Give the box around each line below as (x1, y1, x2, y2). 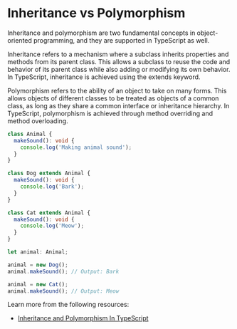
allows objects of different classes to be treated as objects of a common (7, 94, 219, 103)
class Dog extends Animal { (7, 169, 91, 177)
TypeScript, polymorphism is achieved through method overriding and (7, 109, 214, 117)
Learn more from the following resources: (7, 301, 130, 309)
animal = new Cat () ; (7, 281, 69, 288)
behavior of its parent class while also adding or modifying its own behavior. (7, 65, 231, 73)
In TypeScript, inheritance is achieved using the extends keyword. (7, 73, 201, 81)
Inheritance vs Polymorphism (7, 5, 186, 21)
